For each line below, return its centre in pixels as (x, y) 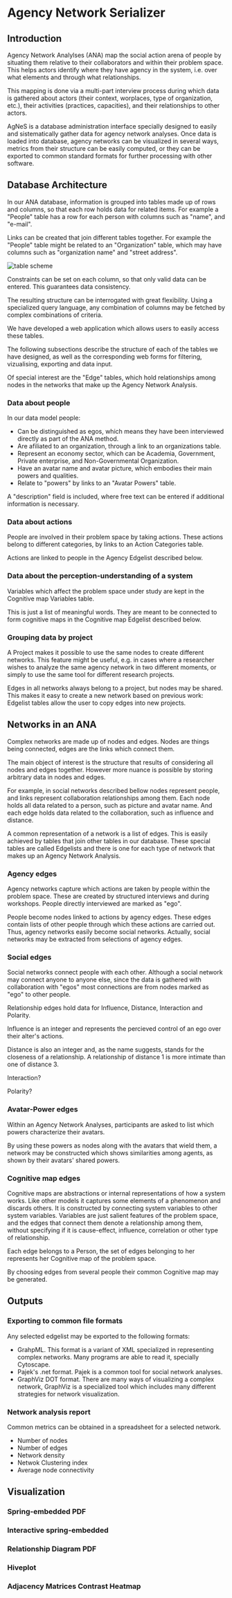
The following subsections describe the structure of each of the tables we (113, 349)
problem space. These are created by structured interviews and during (108, 896)
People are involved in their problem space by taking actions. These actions (115, 537)
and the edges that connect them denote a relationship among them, (105, 1223)
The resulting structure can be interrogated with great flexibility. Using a (110, 300)
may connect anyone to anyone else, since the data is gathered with (105, 980)
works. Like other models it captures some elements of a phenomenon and (114, 1201)
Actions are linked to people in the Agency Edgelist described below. (105, 558)
